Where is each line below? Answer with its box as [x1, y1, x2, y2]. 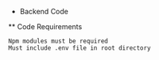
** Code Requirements [8, 22, 83, 31]
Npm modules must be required [8, 37, 109, 45]
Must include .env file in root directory [8, 44, 151, 52]
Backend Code [19, 7, 69, 16]
